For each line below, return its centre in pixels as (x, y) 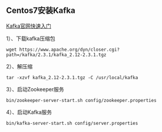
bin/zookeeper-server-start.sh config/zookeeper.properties (82, 100)
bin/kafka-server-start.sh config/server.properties (72, 123)
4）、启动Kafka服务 (29, 112)
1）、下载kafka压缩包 (31, 38)
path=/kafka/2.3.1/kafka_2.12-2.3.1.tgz (57, 55)
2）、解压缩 (19, 66)
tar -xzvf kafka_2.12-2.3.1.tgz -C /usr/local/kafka (72, 77)
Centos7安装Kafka (41, 11)
